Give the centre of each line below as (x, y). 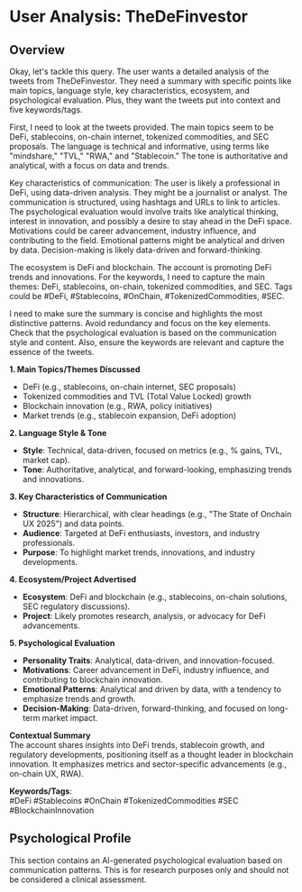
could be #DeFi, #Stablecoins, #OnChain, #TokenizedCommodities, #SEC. (147, 296)
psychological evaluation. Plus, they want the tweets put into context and (145, 100)
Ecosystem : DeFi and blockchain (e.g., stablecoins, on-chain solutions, (155, 597)
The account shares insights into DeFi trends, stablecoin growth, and (137, 745)
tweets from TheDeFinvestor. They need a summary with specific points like (151, 81)
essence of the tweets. (52, 352)
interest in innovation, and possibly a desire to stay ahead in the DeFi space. (151, 221)
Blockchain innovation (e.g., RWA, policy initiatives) (117, 406)
